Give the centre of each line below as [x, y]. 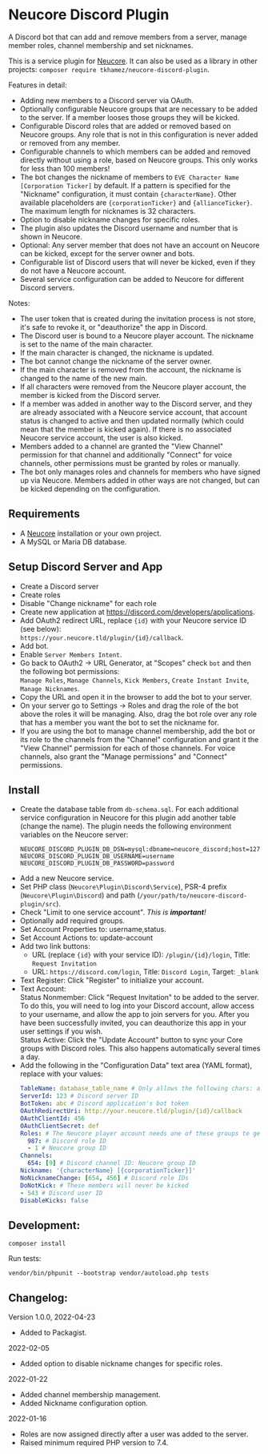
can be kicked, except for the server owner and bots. [107, 253]
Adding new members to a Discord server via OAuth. [106, 100]
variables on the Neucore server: [74, 835]
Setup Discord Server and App [86, 567]
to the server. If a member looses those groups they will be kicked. [130, 117]
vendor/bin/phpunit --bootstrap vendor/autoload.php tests [109, 1273]
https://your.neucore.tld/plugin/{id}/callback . [102, 637]
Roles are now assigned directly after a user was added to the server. [134, 1434]
